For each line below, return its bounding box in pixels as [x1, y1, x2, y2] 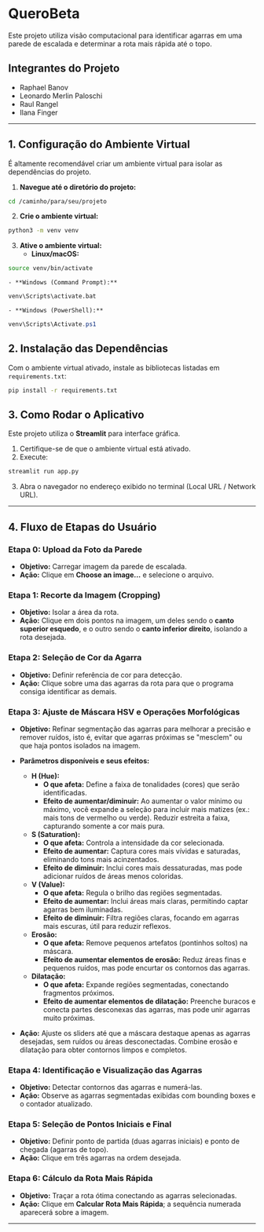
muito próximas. [42, 1013, 96, 1022]
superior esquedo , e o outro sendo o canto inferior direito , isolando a [19, 624, 247, 634]
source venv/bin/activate [8, 265, 93, 272]
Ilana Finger [19, 108, 58, 117]
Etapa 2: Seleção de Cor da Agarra [8, 653, 142, 664]
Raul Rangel [19, 99, 59, 108]
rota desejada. [19, 633, 67, 642]
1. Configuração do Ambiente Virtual [8, 138, 190, 152]
